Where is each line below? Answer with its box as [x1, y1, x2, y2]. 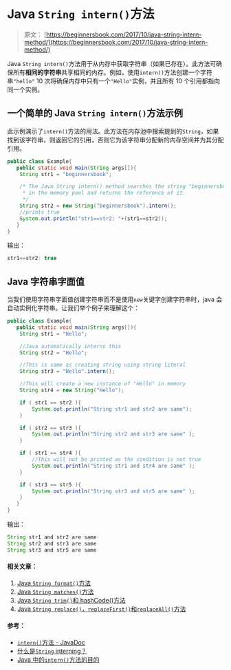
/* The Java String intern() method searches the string [19, 183, 186, 190]
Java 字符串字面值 [7, 276, 85, 288]
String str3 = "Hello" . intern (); [19, 368, 115, 375]
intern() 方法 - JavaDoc [16, 638, 86, 647]
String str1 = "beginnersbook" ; [19, 171, 112, 177]
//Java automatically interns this [19, 343, 122, 349]
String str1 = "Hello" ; [19, 330, 88, 337]
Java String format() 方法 [16, 579, 91, 587]
